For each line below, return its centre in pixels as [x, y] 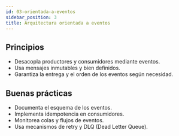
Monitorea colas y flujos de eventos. [59, 120]
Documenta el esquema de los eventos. [63, 108]
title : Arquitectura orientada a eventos [58, 23]
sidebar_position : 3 [31, 17]
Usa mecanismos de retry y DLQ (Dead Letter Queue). [81, 127]
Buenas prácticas [39, 93]
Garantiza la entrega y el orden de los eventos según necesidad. [94, 74]
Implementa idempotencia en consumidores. [69, 114]
